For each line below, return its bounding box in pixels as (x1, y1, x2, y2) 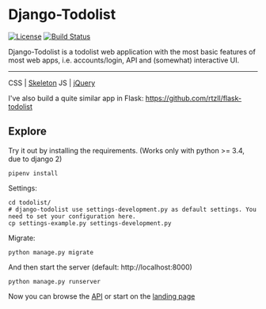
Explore (8, 125, 47, 138)
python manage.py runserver (8, 277, 101, 285)
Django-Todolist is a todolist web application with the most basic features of (8, 47, 256, 56)
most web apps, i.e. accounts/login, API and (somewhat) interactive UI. (8, 55, 240, 65)
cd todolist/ (8, 198, 51, 206)
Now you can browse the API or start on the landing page (8, 291, 196, 301)
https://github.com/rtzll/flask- (145, 93, 242, 103)
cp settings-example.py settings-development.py (8, 219, 172, 227)
